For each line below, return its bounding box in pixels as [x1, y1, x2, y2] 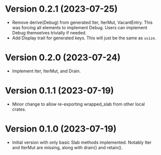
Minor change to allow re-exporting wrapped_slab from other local [12, 101, 145, 107]
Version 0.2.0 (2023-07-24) [5, 52, 121, 63]
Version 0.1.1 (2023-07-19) [5, 85, 114, 96]
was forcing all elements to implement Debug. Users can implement [12, 24, 147, 30]
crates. [12, 106, 26, 112]
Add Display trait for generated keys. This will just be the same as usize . [12, 35, 157, 41]
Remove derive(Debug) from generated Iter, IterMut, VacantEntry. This [12, 19, 153, 25]
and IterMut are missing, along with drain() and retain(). [12, 144, 123, 150]
